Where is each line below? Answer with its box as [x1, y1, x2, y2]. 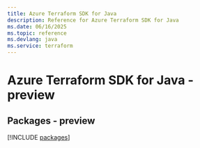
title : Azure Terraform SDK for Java [7, 10, 117, 17]
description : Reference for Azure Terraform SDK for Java [7, 17, 179, 24]
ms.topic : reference [7, 29, 68, 37]
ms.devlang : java [7, 36, 58, 43]
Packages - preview [7, 115, 95, 126]
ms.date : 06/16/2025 [7, 23, 68, 30]
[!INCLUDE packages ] [7, 133, 70, 141]
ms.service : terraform [7, 42, 73, 49]
